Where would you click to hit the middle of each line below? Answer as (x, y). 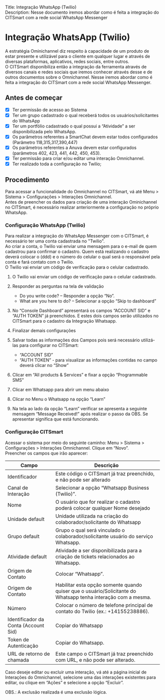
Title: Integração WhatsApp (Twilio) (41, 7)
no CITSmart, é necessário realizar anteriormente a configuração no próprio (82, 207)
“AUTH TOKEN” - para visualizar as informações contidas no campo (88, 360)
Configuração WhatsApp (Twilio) (45, 225)
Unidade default (26, 519)
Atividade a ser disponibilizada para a (99, 550)
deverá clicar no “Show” (44, 365)
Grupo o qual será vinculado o (90, 530)
